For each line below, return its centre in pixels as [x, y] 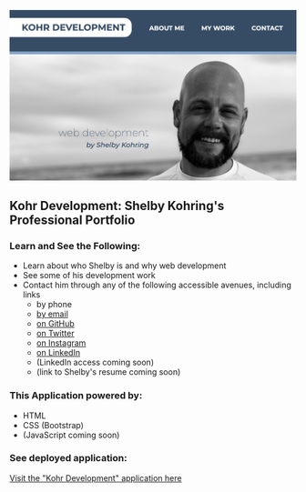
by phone [54, 305]
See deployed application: [68, 458]
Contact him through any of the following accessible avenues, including [157, 285]
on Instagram [61, 343]
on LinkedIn [58, 353]
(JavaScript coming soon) [71, 435]
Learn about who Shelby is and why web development [124, 266]
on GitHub [55, 324]
